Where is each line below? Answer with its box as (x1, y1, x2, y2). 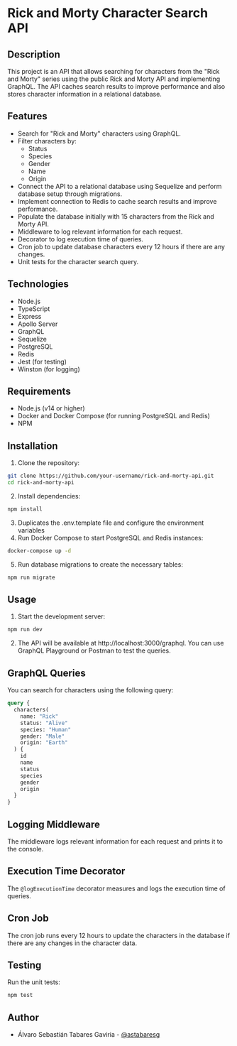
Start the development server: (17, 612, 106, 621)
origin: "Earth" (20, 739, 69, 746)
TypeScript (17, 304, 50, 313)
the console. (7, 844, 44, 853)
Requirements (7, 386, 71, 398)
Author (7, 1011, 39, 1023)
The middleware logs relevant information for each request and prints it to (7, 837, 224, 846)
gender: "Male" (20, 733, 65, 740)
